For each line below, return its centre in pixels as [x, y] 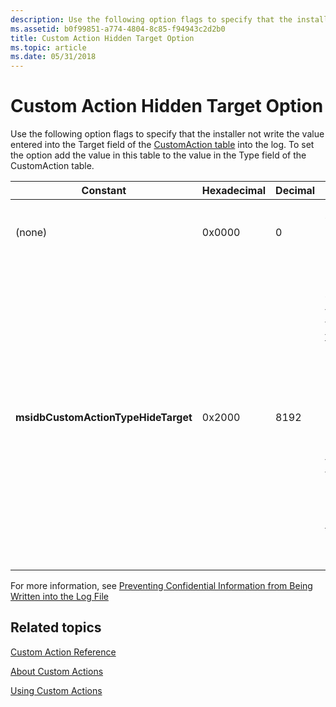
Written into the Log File [59, 597]
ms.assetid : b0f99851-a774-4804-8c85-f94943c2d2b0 [118, 29]
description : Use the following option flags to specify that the [151, 19]
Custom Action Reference [63, 652]
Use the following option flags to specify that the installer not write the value [167, 134]
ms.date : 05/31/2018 [53, 57]
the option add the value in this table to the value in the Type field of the [158, 155]
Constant [104, 191]
